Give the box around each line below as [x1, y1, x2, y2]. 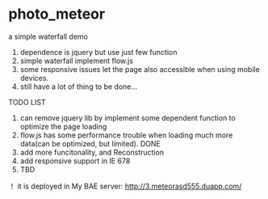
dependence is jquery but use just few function [19, 47, 178, 57]
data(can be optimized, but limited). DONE [19, 138, 161, 148]
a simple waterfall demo [8, 32, 89, 41]
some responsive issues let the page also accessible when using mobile [19, 64, 260, 74]
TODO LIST [8, 97, 46, 107]
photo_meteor [8, 5, 106, 23]
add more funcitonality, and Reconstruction [19, 147, 164, 157]
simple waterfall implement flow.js [19, 56, 133, 66]
